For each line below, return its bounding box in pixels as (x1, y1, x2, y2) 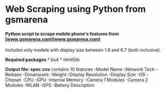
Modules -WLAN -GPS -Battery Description (5, 82, 94, 88)
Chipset (5, 77, 21, 83)
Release (5, 72, 22, 78)
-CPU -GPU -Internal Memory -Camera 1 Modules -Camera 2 (22, 77, 148, 83)
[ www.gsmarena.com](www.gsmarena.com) (5, 36, 101, 42)
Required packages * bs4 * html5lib (5, 57, 80, 63)
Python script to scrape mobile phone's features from (5, 31, 119, 37)
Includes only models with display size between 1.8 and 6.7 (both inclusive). (5, 47, 161, 53)
